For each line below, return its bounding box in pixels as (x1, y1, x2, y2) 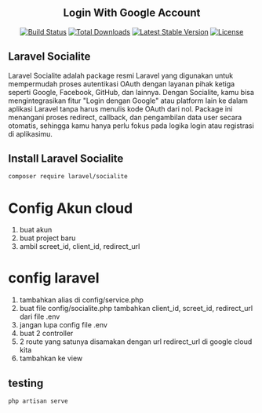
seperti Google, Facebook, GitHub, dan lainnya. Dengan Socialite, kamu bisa (8, 87, 255, 97)
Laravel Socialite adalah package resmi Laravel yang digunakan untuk (8, 71, 234, 80)
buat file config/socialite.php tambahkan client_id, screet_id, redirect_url (19, 304, 253, 313)
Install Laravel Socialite (8, 152, 124, 166)
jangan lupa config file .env (19, 320, 108, 330)
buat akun (19, 225, 53, 235)
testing (8, 376, 44, 389)
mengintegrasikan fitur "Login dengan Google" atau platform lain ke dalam (8, 96, 249, 105)
